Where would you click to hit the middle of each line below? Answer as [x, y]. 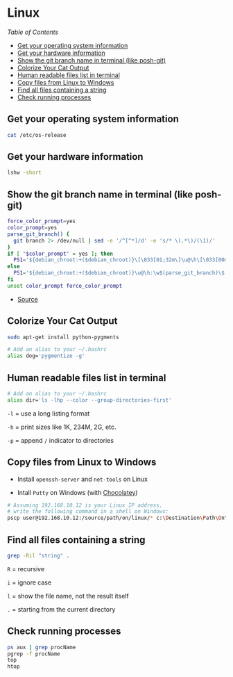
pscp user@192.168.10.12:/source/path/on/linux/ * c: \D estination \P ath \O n [116, 518]
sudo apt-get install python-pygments [63, 337]
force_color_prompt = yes [42, 221]
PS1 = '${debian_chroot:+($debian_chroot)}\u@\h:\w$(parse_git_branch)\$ [119, 273]
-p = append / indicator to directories [61, 440]
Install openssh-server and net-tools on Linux [82, 479]
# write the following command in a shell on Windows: [88, 512]
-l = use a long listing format [49, 413]
